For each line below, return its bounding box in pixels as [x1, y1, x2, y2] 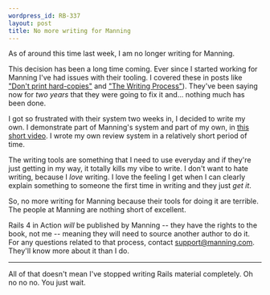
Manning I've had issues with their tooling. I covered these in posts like [8, 73, 243, 83]
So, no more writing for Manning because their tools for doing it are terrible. [8, 196, 259, 206]
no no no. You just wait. [8, 278, 86, 288]
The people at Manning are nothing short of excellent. [8, 205, 186, 215]
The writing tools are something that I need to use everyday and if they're [8, 155, 252, 165]
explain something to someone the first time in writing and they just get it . [8, 181, 252, 191]
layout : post [8, 19, 52, 27]
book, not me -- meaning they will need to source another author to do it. [8, 229, 251, 239]
